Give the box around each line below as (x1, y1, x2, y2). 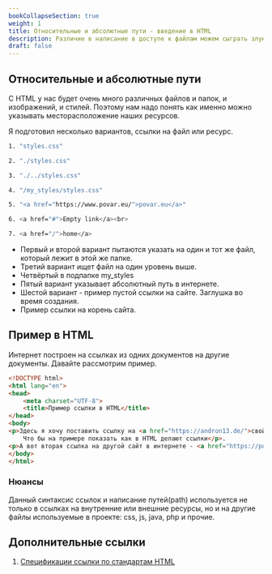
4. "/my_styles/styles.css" (8, 186, 104, 195)
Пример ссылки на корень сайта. (19, 305, 136, 315)
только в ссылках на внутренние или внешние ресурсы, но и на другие (8, 503, 257, 513)
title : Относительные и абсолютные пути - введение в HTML (8, 27, 212, 35)
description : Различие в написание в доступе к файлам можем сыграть (8, 34, 249, 43)
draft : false (8, 42, 53, 50)
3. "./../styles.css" (8, 171, 82, 179)
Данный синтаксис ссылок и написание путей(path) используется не (8, 495, 249, 504)
